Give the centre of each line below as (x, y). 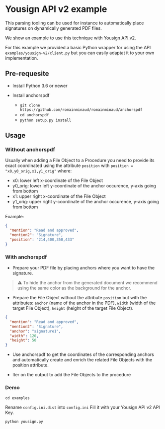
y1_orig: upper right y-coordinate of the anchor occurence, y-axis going (85, 202)
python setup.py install (45, 120)
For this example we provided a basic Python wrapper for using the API (78, 47)
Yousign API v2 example (56, 9)
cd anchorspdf (34, 115)
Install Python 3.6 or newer (40, 86)
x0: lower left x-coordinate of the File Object (58, 180)
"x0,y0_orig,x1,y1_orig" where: (39, 171)
